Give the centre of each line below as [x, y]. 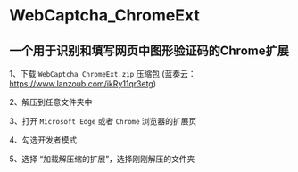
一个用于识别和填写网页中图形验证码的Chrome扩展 [149, 50]
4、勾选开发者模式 [43, 140]
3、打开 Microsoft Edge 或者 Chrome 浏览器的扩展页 [103, 121]
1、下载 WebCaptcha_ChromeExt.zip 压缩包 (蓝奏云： [103, 74]
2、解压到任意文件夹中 [51, 102]
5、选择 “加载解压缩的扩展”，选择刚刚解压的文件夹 [102, 159]
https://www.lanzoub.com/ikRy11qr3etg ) [83, 84]
